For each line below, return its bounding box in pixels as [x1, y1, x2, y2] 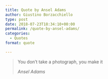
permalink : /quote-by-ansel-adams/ [5, 26, 80, 31]
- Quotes [10, 36, 28, 41]
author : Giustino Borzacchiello [5, 12, 73, 17]
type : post [5, 17, 28, 22]
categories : [5, 31, 30, 36]
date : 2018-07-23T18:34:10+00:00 [5, 21, 75, 27]
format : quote [5, 41, 35, 46]
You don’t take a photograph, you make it [17, 59, 103, 65]
